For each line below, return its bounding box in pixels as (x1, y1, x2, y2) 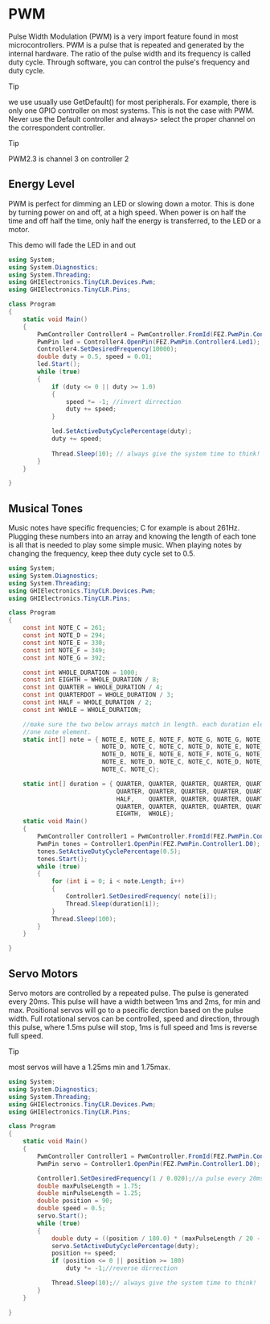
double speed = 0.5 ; (37, 1205, 106, 1213)
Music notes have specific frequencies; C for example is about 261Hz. (8, 523, 240, 533)
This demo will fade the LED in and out (8, 239, 137, 250)
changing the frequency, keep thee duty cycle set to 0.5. (8, 549, 195, 559)
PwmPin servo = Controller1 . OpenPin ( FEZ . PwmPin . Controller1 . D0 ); (37, 1160, 261, 1168)
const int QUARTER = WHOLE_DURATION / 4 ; (22, 683, 163, 692)
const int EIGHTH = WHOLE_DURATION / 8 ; (22, 676, 160, 684)
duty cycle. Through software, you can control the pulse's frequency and (8, 57, 251, 67)
